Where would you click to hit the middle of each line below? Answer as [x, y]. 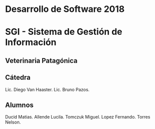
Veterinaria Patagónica [41, 61]
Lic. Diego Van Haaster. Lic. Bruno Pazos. [48, 89]
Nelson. [13, 122]
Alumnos [19, 105]
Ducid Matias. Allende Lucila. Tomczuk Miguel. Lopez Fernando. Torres [78, 117]
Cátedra [18, 78]
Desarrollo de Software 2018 [65, 9]
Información [31, 42]
